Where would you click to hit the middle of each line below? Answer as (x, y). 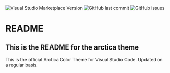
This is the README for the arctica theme (72, 47)
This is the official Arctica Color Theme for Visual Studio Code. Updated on (84, 59)
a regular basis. (22, 65)
